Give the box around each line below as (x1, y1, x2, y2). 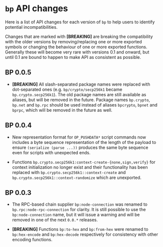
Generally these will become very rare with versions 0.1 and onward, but (5, 49, 149, 55)
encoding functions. (12, 237, 53, 243)
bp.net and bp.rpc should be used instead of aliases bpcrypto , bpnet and (12, 102, 158, 107)
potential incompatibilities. (5, 24, 58, 30)
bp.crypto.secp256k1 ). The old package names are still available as (12, 91, 146, 97)
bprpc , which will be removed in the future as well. (12, 107, 113, 113)
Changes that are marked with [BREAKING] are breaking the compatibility (5, 34, 153, 39)
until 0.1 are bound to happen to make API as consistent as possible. (5, 54, 141, 60)
